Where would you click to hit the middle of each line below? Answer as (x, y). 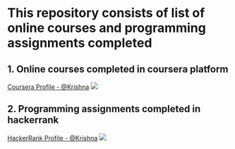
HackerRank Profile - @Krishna (53, 138)
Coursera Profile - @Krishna (48, 87)
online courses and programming (107, 28)
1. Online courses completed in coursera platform (118, 69)
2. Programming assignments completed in (104, 109)
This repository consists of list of (106, 13)
